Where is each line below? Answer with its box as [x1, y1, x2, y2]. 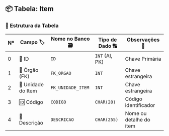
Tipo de [98, 36, 117, 43]
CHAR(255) [95, 116, 119, 122]
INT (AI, [95, 52, 113, 59]
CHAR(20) [95, 99, 116, 105]
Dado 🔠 [98, 43, 117, 50]
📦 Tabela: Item [5, 5, 54, 13]
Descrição [19, 119, 44, 126]
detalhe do [125, 116, 150, 123]
